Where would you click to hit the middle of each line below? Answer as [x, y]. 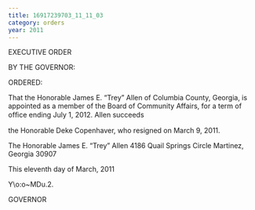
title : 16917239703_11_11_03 [56, 15]
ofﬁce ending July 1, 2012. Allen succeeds [76, 115]
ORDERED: [25, 82]
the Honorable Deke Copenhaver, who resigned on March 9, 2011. [115, 131]
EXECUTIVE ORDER [40, 52]
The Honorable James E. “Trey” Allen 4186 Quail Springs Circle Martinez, [126, 146]
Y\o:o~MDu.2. [31, 184]
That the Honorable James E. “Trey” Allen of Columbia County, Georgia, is [128, 98]
